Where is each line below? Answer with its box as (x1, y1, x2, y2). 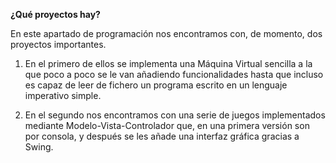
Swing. (24, 141, 54, 153)
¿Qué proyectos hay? (10, 9, 101, 20)
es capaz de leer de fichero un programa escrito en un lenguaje (24, 79, 288, 91)
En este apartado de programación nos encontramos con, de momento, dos (10, 28, 323, 39)
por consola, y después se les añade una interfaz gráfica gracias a (24, 130, 300, 142)
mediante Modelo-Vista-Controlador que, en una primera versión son (24, 120, 310, 131)
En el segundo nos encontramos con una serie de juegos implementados (24, 109, 326, 121)
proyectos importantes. (10, 39, 107, 50)
